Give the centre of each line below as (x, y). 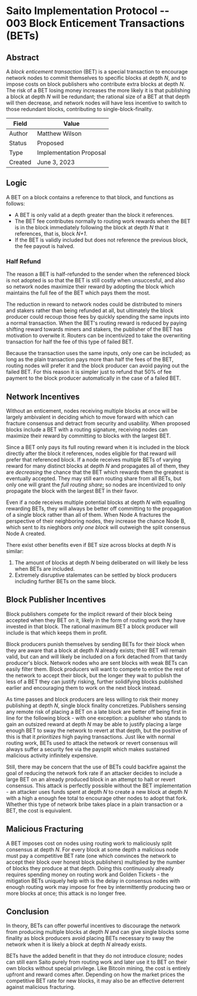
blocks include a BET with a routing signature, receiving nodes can (87, 429)
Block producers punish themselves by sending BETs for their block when (96, 644)
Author (19, 133)
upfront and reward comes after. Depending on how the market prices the (96, 975)
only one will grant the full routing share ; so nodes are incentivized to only (96, 484)
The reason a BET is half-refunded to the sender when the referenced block (98, 274)
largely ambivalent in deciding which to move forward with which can (90, 417)
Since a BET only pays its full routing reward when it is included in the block (98, 447)
